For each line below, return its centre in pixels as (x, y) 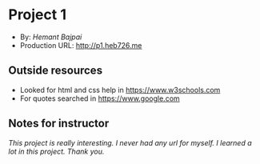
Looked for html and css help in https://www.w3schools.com (120, 90)
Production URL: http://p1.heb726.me (81, 45)
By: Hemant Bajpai (51, 37)
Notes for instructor (59, 124)
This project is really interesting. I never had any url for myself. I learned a (130, 142)
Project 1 (37, 15)
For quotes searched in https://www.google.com (100, 98)
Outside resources (55, 71)
